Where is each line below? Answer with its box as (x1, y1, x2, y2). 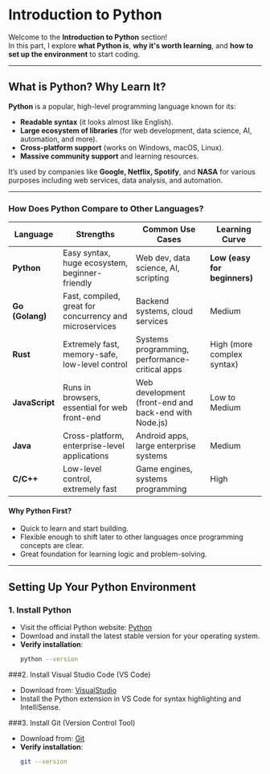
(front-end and (135, 397, 194, 408)
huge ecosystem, (63, 257, 129, 268)
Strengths (76, 229, 115, 240)
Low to (210, 392, 235, 403)
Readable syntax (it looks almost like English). (19, 117, 174, 126)
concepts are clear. (19, 541, 84, 551)
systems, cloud (135, 305, 193, 317)
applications (63, 450, 109, 461)
